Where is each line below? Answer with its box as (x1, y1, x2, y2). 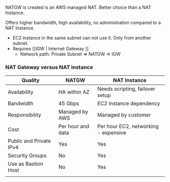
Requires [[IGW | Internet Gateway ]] (12, 46, 89, 51)
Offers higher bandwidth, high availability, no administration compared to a (5, 20, 161, 25)
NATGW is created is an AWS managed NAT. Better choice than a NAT (5, 5, 151, 10)
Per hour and (58, 123, 90, 130)
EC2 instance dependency (97, 100, 160, 107)
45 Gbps (58, 100, 79, 107)
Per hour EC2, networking (97, 123, 159, 130)
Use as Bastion (8, 160, 44, 167)
